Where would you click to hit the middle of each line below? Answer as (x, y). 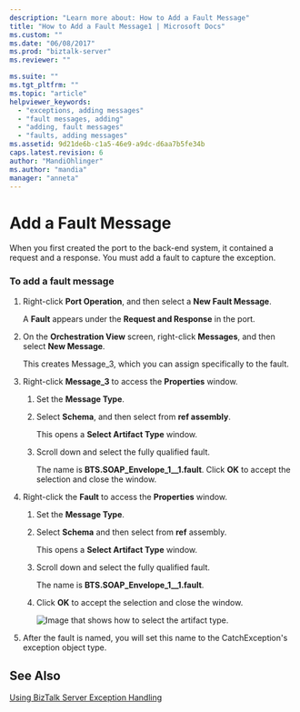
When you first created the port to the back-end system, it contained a (142, 248)
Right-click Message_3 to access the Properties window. (130, 381)
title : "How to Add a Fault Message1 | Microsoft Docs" (117, 26)
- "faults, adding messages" (73, 136)
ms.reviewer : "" (40, 60)
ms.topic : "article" (49, 93)
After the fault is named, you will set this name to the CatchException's (155, 637)
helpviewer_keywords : (50, 102)
